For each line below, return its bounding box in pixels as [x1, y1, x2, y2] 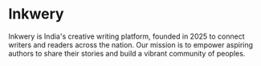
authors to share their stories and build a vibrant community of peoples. [8, 48, 246, 58]
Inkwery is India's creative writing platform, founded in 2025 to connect [8, 31, 245, 41]
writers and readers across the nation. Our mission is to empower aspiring [8, 39, 254, 49]
